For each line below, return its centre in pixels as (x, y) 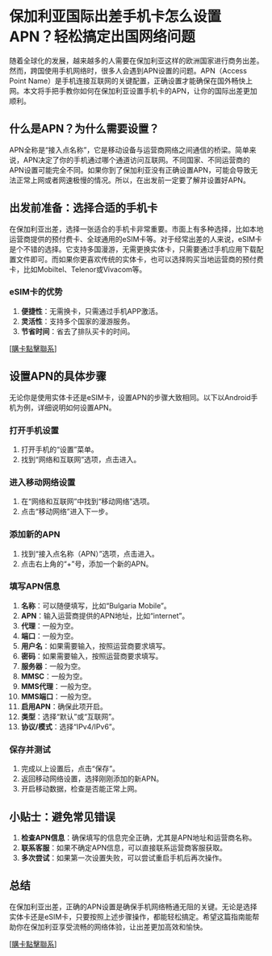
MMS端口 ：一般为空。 (58, 696)
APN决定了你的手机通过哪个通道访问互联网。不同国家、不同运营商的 (137, 160)
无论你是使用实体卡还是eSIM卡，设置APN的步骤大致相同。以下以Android (130, 397)
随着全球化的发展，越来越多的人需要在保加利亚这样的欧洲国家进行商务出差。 (136, 61)
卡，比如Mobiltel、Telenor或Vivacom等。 (78, 269)
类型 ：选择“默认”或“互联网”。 (70, 716)
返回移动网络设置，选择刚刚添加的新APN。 (92, 779)
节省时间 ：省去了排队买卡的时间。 (77, 331)
